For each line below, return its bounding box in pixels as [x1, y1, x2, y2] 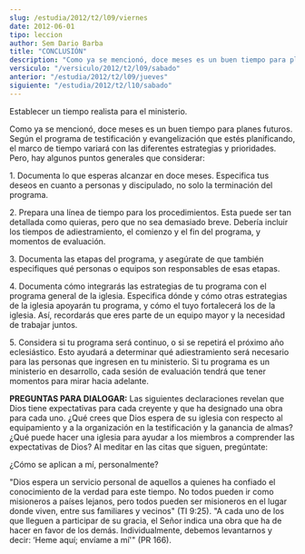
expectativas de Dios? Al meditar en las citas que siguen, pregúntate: [9, 441, 269, 452]
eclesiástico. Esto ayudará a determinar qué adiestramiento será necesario [9, 346, 290, 357]
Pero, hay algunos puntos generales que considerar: [9, 152, 206, 163]
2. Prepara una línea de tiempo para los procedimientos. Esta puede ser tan [9, 206, 292, 218]
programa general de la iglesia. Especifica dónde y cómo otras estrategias [9, 290, 288, 301]
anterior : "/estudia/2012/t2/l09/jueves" [9, 73, 169, 82]
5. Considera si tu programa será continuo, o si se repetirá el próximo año [9, 337, 284, 348]
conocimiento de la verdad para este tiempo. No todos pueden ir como [9, 486, 274, 497]
